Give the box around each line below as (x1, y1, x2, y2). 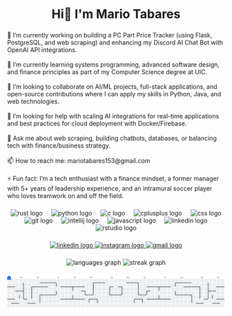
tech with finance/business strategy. (7, 141, 111, 150)
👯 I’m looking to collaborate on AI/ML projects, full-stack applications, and (7, 82, 217, 91)
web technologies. (7, 97, 60, 106)
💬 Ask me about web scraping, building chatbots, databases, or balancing (7, 134, 217, 143)
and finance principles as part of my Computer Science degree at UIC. (7, 68, 208, 76)
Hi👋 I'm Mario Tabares (51, 6, 181, 22)
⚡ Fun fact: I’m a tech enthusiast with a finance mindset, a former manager (7, 175, 220, 183)
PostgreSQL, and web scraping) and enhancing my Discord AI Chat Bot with (7, 38, 223, 47)
